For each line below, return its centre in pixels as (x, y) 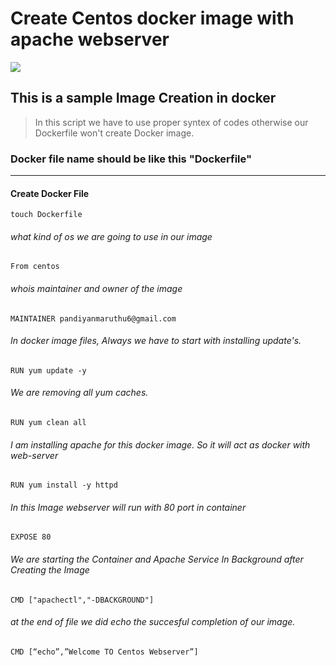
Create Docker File (50, 193)
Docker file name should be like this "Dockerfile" (131, 159)
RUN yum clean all (48, 423)
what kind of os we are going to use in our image (111, 236)
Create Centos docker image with (152, 18)
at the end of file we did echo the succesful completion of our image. (153, 622)
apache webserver (90, 39)
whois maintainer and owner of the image (96, 289)
